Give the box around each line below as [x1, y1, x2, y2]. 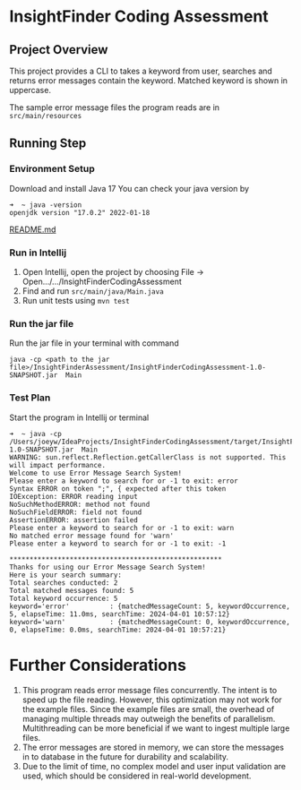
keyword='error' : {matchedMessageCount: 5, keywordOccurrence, [9, 602, 291, 611]
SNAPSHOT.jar [9, 371, 58, 380]
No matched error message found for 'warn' [9, 531, 175, 540]
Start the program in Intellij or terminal [9, 412, 150, 423]
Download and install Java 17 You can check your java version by [9, 183, 249, 193]
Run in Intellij [9, 246, 67, 259]
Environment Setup [9, 163, 96, 176]
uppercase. [9, 85, 52, 95]
